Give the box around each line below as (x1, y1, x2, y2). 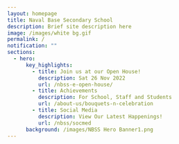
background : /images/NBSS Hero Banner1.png (25, 126, 154, 133)
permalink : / (7, 36, 45, 43)
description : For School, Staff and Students (37, 94, 172, 101)
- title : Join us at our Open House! (32, 68, 141, 75)
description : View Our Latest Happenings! (37, 113, 163, 120)
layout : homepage (7, 10, 58, 17)
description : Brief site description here (7, 23, 132, 30)
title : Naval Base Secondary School (7, 17, 113, 24)
